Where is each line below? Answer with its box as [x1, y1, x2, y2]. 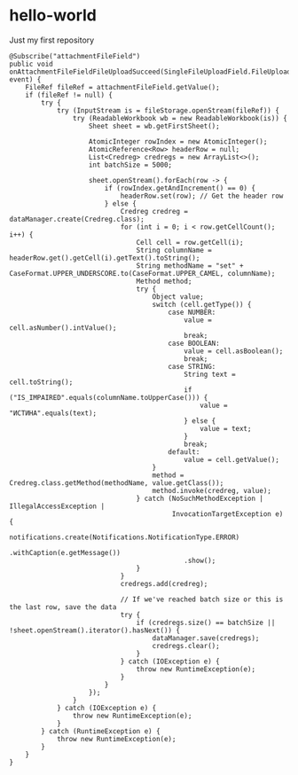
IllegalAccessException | [9, 502, 105, 511]
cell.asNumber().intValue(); [9, 323, 117, 333]
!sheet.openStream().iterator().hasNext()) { [9, 626, 180, 635]
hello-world [9, 5, 98, 26]
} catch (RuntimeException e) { [41, 726, 161, 736]
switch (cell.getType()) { [152, 300, 252, 309]
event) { [9, 74, 42, 84]
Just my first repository [9, 35, 95, 45]
